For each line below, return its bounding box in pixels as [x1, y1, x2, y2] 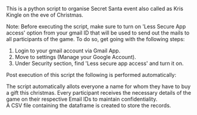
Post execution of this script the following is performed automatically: [6, 72, 177, 78]
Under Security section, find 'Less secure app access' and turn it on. [14, 60, 184, 67]
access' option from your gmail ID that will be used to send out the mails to [6, 29, 190, 36]
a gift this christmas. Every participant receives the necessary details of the [6, 89, 192, 96]
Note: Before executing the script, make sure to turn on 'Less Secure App [6, 23, 186, 30]
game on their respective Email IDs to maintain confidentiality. [6, 95, 158, 102]
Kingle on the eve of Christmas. [6, 11, 83, 18]
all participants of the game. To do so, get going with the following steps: [6, 36, 185, 42]
